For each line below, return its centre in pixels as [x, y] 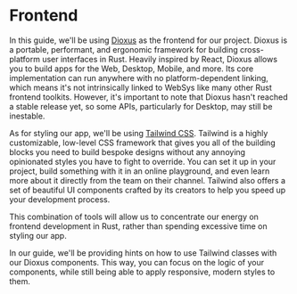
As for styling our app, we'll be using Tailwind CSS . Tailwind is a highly [139, 133]
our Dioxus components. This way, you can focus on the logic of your [137, 262]
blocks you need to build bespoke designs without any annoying [128, 151]
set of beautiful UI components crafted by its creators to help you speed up [148, 190]
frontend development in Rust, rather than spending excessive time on [138, 226]
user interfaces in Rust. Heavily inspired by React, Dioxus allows [160, 59]
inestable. [27, 116]
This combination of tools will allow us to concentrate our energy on [134, 216]
